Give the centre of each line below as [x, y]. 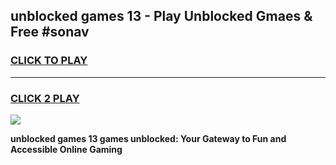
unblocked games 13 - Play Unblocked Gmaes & [161, 16]
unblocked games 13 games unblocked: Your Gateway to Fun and [148, 138]
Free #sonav [50, 32]
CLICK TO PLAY [49, 61]
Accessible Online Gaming [66, 149]
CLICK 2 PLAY [45, 98]
